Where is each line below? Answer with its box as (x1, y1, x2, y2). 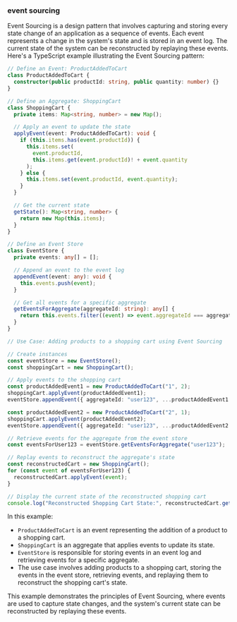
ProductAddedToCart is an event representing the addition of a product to (17, 526, 228, 535)
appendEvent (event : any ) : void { (13, 273, 112, 280)
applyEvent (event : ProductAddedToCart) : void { (13, 130, 157, 138)
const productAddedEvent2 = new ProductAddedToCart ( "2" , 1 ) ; (7, 408, 191, 416)
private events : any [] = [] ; (13, 254, 99, 261)
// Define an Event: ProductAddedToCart (7, 66, 128, 73)
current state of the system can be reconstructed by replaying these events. (7, 44, 229, 53)
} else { (20, 169, 46, 176)
